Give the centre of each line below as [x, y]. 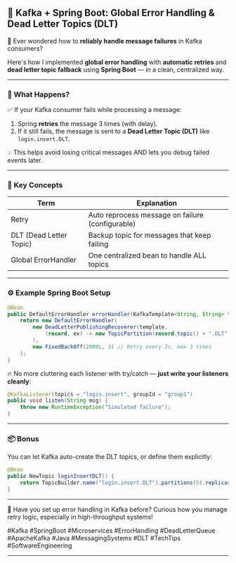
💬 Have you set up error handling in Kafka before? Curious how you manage [117, 509]
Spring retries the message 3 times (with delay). [87, 124]
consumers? [25, 48]
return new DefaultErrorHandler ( [69, 321]
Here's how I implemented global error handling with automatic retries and [117, 62]
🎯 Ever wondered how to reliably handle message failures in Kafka [105, 41]
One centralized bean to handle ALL [147, 255]
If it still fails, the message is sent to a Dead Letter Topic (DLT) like [113, 132]
